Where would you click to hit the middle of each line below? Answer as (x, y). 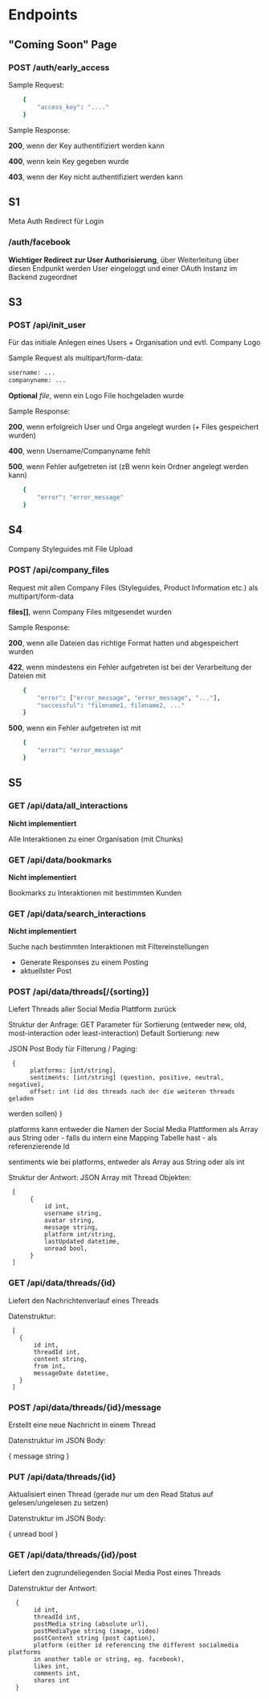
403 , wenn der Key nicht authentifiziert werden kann (96, 177)
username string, (73, 1214)
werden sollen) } (35, 1114)
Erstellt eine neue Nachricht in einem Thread (82, 1425)
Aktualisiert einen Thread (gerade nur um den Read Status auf (111, 1495)
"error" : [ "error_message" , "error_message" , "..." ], (129, 697)
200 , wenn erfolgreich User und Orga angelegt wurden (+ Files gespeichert (134, 427)
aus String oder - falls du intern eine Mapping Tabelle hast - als (113, 1138)
